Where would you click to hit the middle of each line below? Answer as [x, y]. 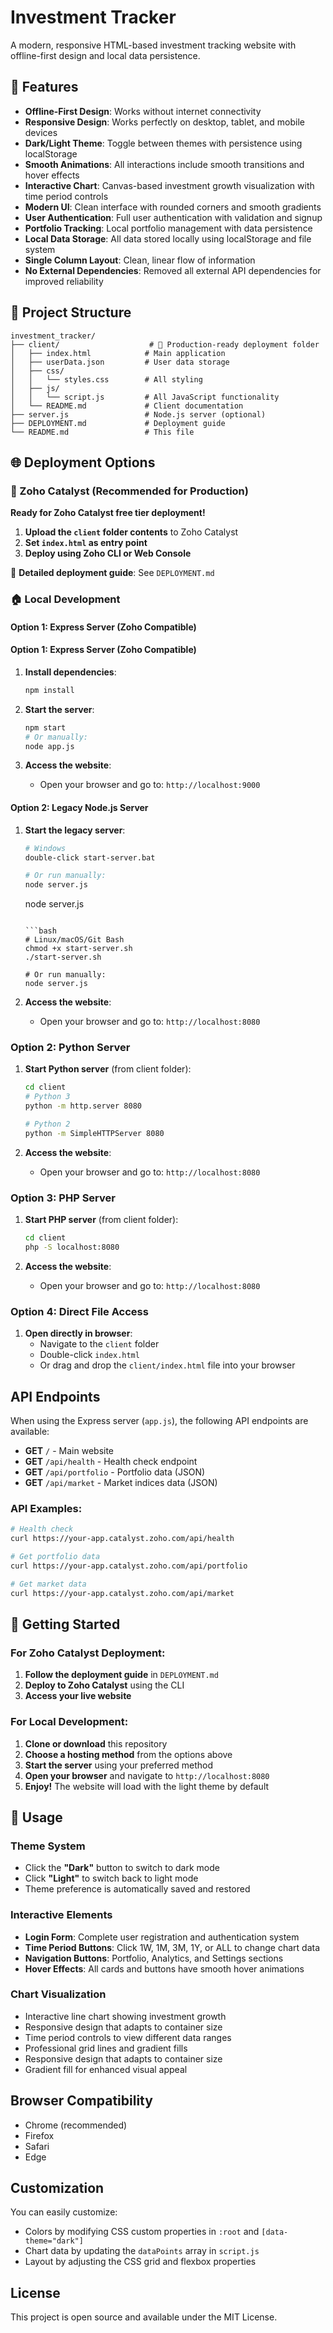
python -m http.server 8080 [83, 1106]
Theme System [48, 1846]
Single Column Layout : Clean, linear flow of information [140, 260]
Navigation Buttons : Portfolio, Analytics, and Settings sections [154, 1958]
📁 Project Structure [71, 312]
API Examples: [46, 1508]
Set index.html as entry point [86, 543]
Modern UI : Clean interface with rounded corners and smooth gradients [173, 207]
